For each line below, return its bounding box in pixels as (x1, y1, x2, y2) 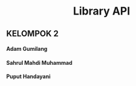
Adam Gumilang (6, 45, 48, 53)
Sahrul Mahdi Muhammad (6, 59, 73, 66)
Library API (73, 4, 131, 18)
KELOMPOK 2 (6, 28, 59, 39)
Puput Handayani (6, 73, 51, 80)
